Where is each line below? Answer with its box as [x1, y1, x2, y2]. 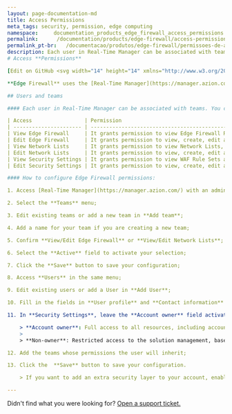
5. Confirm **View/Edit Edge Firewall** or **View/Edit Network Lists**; [7, 237, 224, 244]
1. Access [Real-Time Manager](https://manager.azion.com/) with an [7, 187, 209, 194]
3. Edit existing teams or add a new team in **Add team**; [7, 212, 184, 219]
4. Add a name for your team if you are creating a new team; [7, 224, 190, 231]
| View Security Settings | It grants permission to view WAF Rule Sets [7, 156, 221, 163]
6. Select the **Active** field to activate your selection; [7, 249, 187, 256]
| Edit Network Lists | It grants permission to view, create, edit [7, 149, 221, 156]
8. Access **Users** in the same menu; [7, 274, 122, 282]
